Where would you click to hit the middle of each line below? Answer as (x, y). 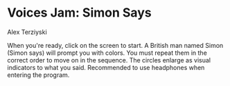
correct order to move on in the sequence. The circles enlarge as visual (109, 60)
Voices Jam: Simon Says (79, 13)
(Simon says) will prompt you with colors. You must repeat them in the (107, 53)
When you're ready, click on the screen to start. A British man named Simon (115, 45)
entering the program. (38, 75)
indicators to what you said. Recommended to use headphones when (106, 67)
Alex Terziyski (27, 32)
